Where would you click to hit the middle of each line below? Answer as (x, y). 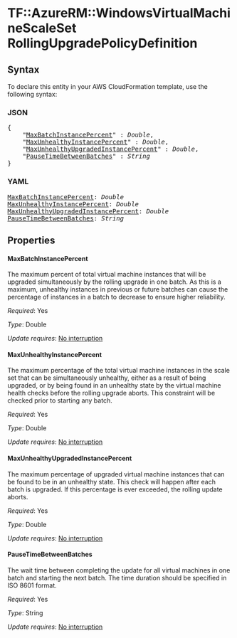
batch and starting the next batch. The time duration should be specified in (117, 578)
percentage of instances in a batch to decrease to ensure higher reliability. (116, 297)
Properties (31, 240)
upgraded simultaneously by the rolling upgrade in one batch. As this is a (115, 282)
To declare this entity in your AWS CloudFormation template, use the (107, 86)
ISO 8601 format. (32, 585)
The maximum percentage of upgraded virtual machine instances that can (116, 474)
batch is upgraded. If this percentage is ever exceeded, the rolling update (115, 489)
